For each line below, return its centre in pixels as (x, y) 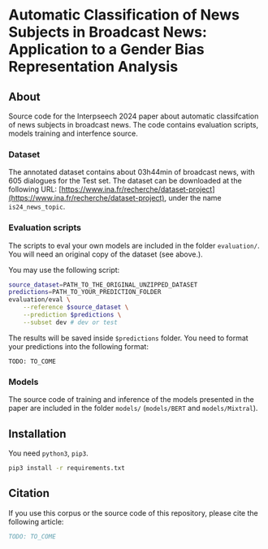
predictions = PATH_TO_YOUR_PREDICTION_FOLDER (85, 292)
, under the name (193, 198)
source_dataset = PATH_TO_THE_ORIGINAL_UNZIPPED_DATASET (103, 285)
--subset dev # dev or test (70, 322)
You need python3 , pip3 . (48, 453)
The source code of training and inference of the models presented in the (131, 400)
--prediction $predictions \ (72, 315)
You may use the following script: (64, 270)
